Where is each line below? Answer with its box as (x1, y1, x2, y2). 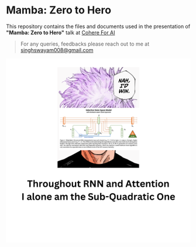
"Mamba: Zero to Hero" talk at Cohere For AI (6, 29, 115, 36)
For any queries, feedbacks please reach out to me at (20, 40, 150, 47)
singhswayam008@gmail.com (20, 46, 94, 53)
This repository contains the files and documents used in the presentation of (6, 23, 191, 30)
